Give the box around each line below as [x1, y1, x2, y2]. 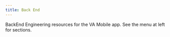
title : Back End [5, 7, 40, 13]
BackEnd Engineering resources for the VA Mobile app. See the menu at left [5, 21, 165, 27]
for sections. [5, 26, 32, 33]
